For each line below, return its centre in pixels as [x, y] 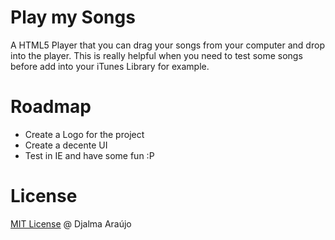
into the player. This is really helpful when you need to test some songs [156, 55]
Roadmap [51, 107]
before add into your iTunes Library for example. [110, 66]
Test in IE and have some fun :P [89, 155]
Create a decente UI [66, 145]
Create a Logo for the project [84, 134]
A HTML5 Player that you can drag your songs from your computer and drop [167, 45]
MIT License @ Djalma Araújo [71, 223]
